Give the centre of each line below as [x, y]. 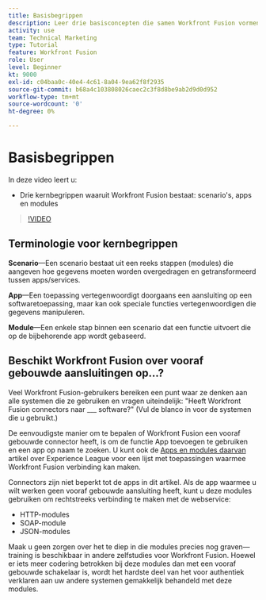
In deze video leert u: [43, 179]
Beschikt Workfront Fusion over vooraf [106, 361]
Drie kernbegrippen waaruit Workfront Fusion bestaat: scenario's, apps [135, 194]
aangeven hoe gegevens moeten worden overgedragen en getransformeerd [132, 271]
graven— [235, 546]
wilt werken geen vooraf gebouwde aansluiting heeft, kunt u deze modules [130, 490]
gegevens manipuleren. [47, 312]
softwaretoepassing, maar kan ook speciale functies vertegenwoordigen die [132, 303]
